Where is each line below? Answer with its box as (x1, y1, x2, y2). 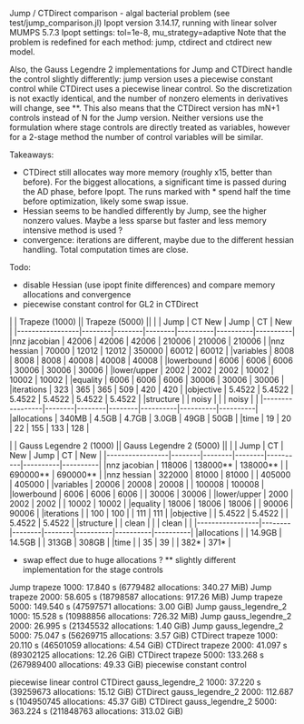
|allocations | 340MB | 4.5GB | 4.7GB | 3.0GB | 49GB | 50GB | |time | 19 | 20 (9, 413, 292, 424)
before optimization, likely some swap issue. (22, 196, 189, 206)
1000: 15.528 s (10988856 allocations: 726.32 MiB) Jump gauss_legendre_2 (9, 611, 292, 621)
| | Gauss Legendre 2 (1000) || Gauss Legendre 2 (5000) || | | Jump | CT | (9, 440, 284, 451)
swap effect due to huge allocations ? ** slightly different (22, 555, 236, 565)
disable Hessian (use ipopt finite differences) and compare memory (22, 279, 276, 290)
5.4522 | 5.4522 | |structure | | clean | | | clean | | (9, 518, 192, 528)
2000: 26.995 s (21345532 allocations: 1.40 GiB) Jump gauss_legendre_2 (9, 620, 284, 631)
